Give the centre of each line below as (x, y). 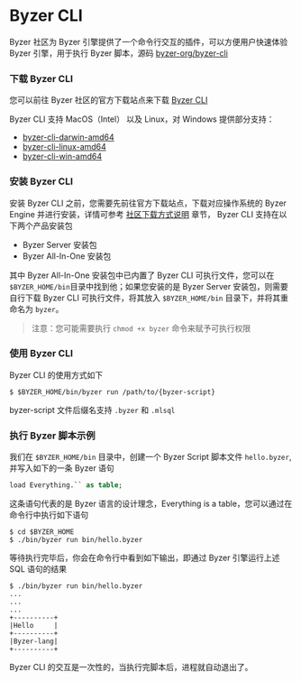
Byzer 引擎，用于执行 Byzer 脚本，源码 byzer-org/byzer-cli (119, 53)
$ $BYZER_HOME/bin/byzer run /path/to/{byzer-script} (113, 392)
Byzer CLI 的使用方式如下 (56, 374)
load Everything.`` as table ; (66, 485)
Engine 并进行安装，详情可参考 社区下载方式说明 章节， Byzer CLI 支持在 (144, 214)
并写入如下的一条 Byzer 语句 (62, 468)
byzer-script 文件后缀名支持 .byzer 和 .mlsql (92, 410)
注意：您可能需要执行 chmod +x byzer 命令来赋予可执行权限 (141, 328)
